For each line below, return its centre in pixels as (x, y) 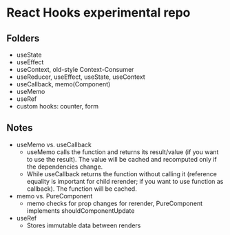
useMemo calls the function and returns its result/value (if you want (123, 152)
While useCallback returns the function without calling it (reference (122, 173)
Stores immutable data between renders (84, 225)
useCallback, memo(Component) (63, 84)
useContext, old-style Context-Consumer (75, 69)
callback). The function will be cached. (82, 189)
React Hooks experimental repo (98, 13)
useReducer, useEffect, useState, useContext (81, 77)
